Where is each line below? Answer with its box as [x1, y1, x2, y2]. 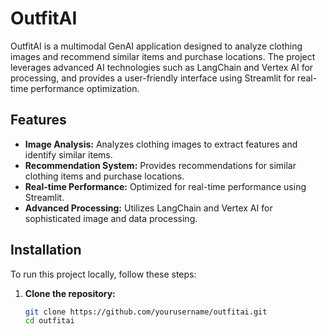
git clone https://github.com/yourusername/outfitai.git [24, 307, 268, 317]
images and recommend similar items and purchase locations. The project [10, 50, 316, 62]
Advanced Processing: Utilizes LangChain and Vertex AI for [24, 202, 273, 214]
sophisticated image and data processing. [24, 212, 198, 224]
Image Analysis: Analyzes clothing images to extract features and [24, 138, 298, 150]
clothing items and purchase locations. [24, 170, 185, 182]
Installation [10, 242, 82, 259]
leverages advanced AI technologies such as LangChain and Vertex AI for [10, 61, 314, 73]
